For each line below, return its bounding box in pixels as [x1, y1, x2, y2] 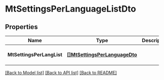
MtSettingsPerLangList [7, 51, 62, 58]
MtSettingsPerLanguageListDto [5, 3, 136, 15]
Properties [5, 23, 38, 31]
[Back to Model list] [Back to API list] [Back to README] [5, 70, 117, 76]
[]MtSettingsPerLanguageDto [67, 51, 138, 58]
